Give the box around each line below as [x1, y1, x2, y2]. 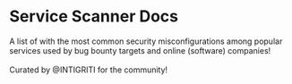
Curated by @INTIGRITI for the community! [9, 64, 168, 75]
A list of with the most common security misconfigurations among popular [9, 36, 283, 46]
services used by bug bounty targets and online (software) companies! [9, 45, 271, 55]
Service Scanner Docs [9, 6, 179, 27]
